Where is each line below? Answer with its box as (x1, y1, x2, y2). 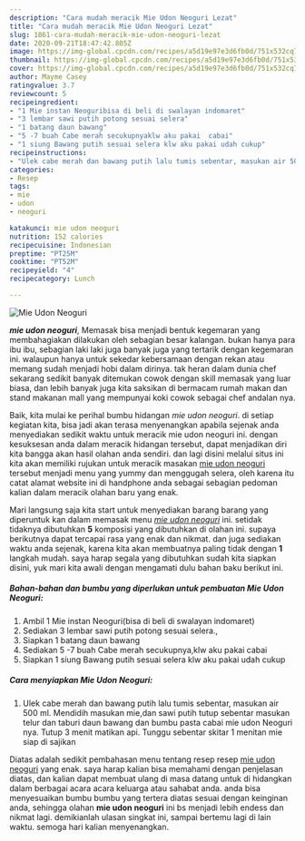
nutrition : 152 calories (9, 232, 103, 241)
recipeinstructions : (9, 148, 88, 157)
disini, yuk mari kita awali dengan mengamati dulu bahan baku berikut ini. (9, 562, 284, 572)
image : (9, 47, 34, 56)
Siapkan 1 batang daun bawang (22, 634, 141, 645)
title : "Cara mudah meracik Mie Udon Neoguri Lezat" (9, 22, 213, 31)
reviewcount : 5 (9, 89, 67, 98)
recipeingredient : (9, 97, 79, 107)
